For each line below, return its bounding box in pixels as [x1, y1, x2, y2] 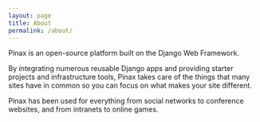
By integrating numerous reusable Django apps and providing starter [8, 64, 234, 73]
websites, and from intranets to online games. [8, 104, 159, 114]
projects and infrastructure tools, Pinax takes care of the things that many [8, 73, 250, 82]
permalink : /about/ [8, 26, 73, 34]
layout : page [8, 11, 52, 20]
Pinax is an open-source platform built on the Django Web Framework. [8, 49, 239, 58]
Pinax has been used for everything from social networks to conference [8, 96, 245, 106]
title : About [8, 19, 52, 27]
